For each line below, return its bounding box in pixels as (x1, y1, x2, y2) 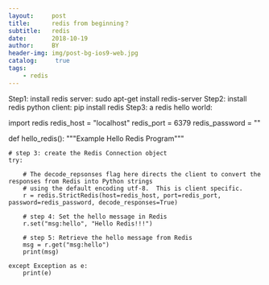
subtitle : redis (8, 27, 70, 35)
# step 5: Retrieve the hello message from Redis (23, 233, 193, 242)
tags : (8, 64, 27, 72)
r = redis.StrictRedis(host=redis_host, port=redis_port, (23, 191, 221, 200)
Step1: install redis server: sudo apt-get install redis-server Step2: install (8, 93, 247, 103)
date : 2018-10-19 (8, 34, 89, 43)
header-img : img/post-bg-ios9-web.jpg (8, 49, 139, 57)
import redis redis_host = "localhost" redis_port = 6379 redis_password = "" (8, 118, 261, 127)
